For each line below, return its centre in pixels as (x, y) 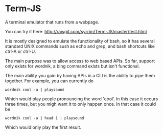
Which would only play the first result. (43, 127)
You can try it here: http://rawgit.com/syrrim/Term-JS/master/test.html (76, 31)
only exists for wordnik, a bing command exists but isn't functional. (72, 66)
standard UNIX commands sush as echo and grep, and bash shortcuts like (80, 46)
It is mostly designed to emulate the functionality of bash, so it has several (80, 41)
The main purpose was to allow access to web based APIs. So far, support (80, 61)
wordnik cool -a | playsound (35, 90)
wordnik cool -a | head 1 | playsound (45, 118)
